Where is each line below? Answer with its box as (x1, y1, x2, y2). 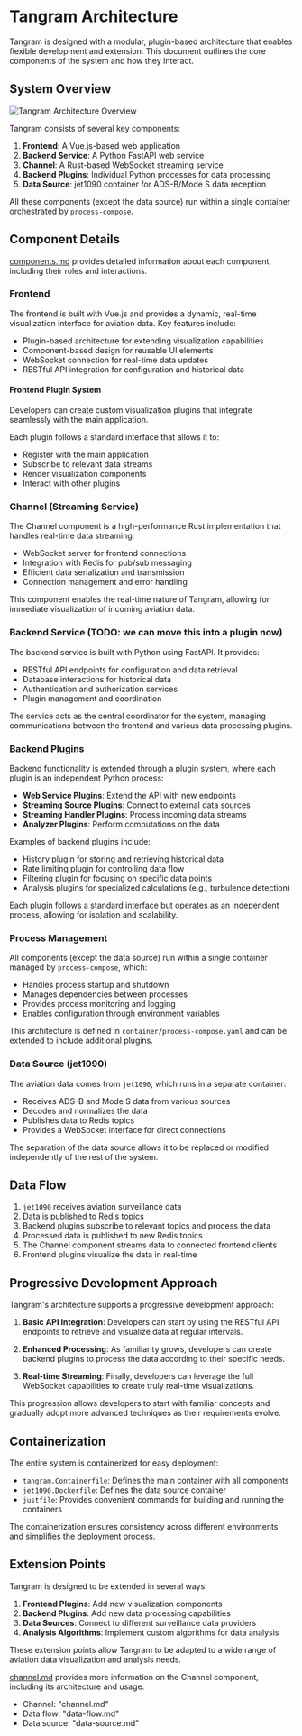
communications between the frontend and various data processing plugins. (9, 719, 293, 731)
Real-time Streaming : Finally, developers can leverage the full (22, 1371, 254, 1382)
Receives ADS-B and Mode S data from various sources (22, 1095, 231, 1106)
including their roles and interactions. (9, 265, 148, 276)
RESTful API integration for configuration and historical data (22, 363, 245, 375)
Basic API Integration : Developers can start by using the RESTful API (22, 1317, 279, 1328)
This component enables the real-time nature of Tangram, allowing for (9, 594, 270, 605)
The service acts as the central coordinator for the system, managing (9, 710, 266, 721)
